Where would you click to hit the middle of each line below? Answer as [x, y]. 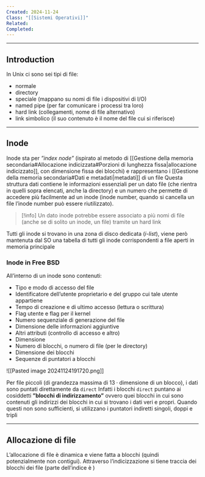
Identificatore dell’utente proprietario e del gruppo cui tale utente [96, 294]
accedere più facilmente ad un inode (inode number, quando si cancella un [100, 197]
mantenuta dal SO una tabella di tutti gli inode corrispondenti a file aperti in [100, 240]
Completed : [20, 29]
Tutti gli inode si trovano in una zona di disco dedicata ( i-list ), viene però [97, 233]
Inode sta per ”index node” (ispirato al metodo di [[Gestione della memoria [100, 158]
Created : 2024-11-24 [33, 12]
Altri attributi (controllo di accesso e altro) [67, 333]
